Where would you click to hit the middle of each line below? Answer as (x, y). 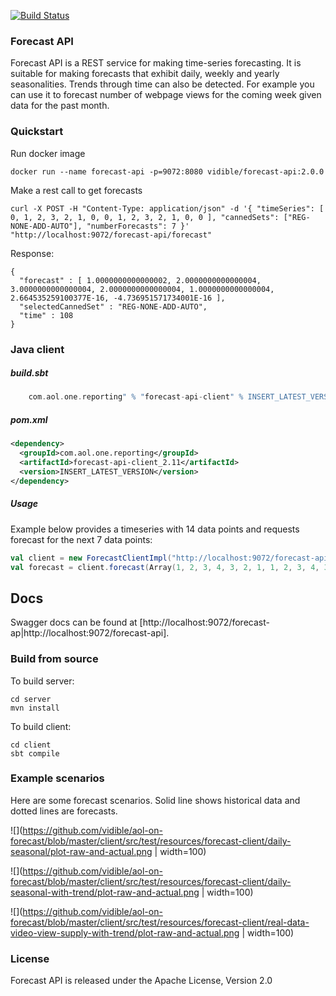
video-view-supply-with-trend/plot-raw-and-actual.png (125, 932)
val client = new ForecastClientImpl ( (91, 558)
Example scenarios (57, 778)
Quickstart (37, 132)
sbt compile (35, 753)
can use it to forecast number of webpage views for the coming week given (166, 95)
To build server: (42, 681)
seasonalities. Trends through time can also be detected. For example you (162, 84)
